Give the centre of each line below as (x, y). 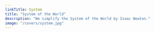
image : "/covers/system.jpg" (34, 23)
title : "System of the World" (36, 14)
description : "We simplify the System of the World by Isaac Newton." (78, 18)
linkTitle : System (23, 9)
